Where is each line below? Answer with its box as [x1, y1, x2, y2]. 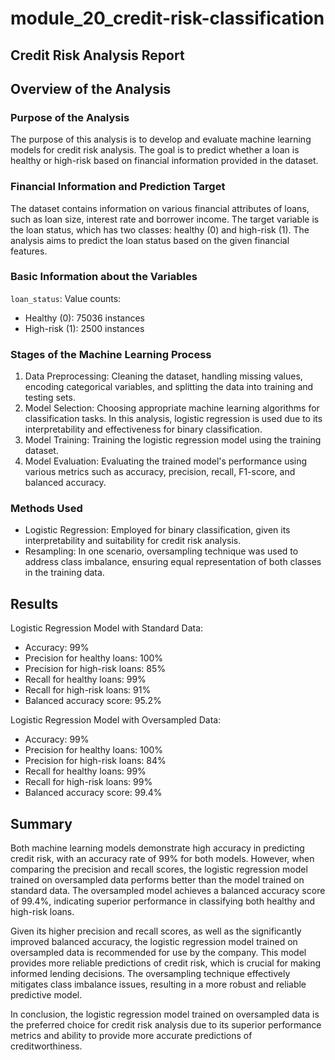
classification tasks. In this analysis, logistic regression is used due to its [24, 413, 323, 425]
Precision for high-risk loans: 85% [24, 663, 166, 675]
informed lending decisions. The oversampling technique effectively [10, 968, 291, 980]
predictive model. [10, 989, 83, 1001]
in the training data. [24, 567, 105, 579]
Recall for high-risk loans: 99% [24, 776, 153, 788]
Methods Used [10, 502, 83, 516]
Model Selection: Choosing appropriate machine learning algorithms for [24, 402, 320, 414]
